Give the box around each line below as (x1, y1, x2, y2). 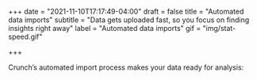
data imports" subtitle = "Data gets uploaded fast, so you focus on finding (8, 15, 250, 25)
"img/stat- (202, 24, 236, 32)
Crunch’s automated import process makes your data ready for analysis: (8, 63, 244, 72)
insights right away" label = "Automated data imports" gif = (8, 24, 201, 32)
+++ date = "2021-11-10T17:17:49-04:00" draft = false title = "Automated (8, 7, 244, 16)
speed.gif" (8, 32, 43, 41)
